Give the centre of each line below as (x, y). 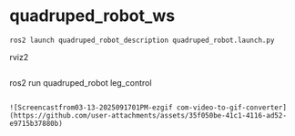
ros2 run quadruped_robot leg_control (81, 82)
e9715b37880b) (36, 123)
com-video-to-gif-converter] (231, 107)
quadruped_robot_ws (92, 16)
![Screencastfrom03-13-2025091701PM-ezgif (91, 107)
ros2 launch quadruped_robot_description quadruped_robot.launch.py (142, 40)
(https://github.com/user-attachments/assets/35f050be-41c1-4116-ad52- (148, 115)
